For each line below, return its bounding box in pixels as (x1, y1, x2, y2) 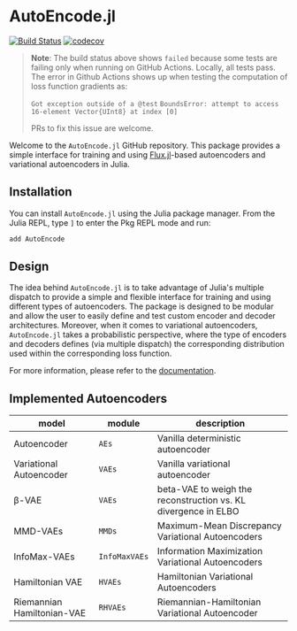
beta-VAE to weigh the (157, 483, 253, 496)
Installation (9, 184, 72, 200)
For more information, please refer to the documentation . (9, 366, 217, 376)
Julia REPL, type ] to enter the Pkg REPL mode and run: (9, 217, 211, 227)
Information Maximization (157, 545, 263, 558)
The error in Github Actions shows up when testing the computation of (30, 71, 288, 81)
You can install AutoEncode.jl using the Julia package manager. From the (9, 208, 276, 219)
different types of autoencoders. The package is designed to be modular (9, 301, 274, 312)
